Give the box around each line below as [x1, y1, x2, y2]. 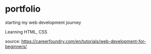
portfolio [5, 3, 41, 15]
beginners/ [5, 43, 27, 49]
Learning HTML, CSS [5, 29, 48, 35]
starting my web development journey [5, 19, 81, 25]
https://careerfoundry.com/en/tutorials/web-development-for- [21, 38, 146, 44]
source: [5, 38, 20, 44]
